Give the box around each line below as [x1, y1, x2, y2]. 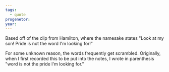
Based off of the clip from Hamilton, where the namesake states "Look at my [5, 35, 164, 41]
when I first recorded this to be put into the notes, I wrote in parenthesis [5, 56, 154, 62]
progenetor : [5, 17, 30, 22]
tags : [5, 7, 17, 13]
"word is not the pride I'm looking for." [5, 61, 84, 67]
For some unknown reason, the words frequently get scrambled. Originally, [5, 50, 161, 56]
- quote [10, 12, 26, 17]
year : [5, 21, 17, 27]
